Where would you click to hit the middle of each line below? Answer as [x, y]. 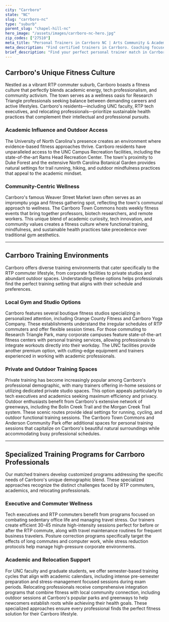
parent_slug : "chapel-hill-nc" [38, 29]
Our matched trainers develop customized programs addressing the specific [84, 475]
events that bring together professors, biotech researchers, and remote [79, 213]
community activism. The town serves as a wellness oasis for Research [79, 95]
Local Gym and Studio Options [43, 302]
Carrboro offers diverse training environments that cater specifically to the [82, 268]
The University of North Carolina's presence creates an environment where [83, 141]
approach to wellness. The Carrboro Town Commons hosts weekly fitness [82, 208]
